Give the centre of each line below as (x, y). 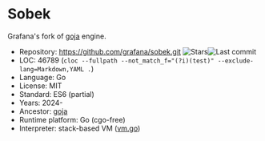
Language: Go (42, 77)
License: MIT (40, 86)
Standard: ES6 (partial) (57, 94)
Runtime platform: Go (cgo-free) (72, 119)
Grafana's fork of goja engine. (57, 36)
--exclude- (235, 61)
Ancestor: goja (43, 111)
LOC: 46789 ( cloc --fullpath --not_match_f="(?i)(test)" (116, 60)
